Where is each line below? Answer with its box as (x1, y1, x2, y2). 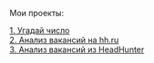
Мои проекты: (9, 8, 65, 18)
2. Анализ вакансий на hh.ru (9, 35, 119, 45)
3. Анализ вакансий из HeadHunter (9, 44, 145, 55)
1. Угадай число (9, 25, 70, 35)
